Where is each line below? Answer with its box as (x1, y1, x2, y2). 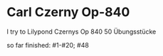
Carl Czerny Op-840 (6, 4, 130, 20)
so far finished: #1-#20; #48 (6, 41, 90, 49)
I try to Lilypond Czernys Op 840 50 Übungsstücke (6, 27, 157, 36)
